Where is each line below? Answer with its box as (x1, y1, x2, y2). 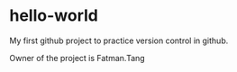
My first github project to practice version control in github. (9, 35, 229, 46)
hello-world (9, 5, 99, 26)
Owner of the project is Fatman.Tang (9, 52, 146, 63)
